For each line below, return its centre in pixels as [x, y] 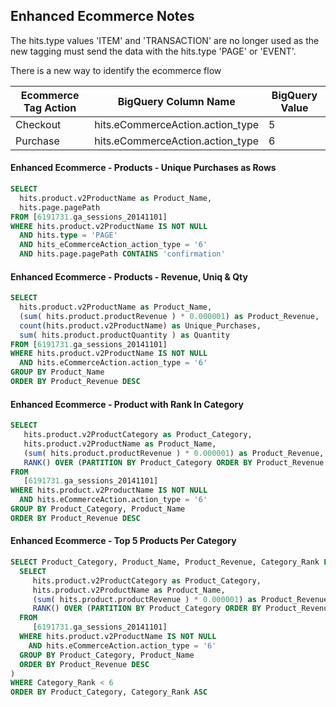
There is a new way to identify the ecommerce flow [116, 70]
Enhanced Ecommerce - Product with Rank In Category [127, 404]
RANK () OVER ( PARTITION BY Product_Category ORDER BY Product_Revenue [174, 462]
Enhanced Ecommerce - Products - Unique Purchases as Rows [143, 168]
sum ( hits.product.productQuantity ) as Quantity [124, 335]
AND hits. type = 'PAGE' [68, 235]
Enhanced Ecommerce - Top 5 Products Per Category [123, 541]
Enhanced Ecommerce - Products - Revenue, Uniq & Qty [129, 276]
